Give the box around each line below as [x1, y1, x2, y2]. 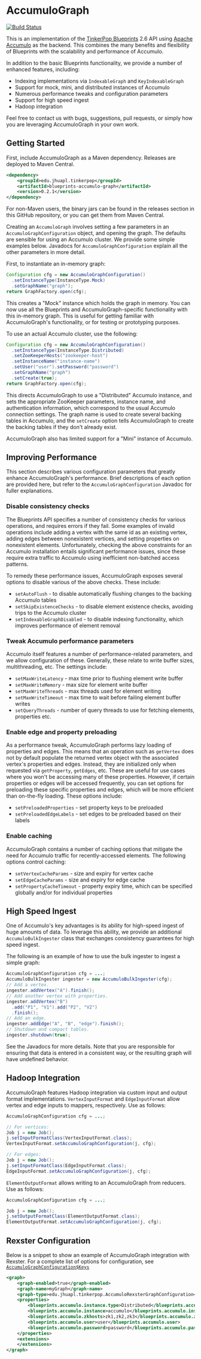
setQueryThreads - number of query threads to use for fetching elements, [14, 706, 195, 714]
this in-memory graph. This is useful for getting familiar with [6, 312, 154, 319]
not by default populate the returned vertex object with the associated [6, 754, 179, 762]
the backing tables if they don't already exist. [6, 423, 118, 430]
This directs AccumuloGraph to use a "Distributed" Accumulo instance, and [6, 391, 193, 398]
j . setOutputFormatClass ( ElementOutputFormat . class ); [6, 1213, 141, 1219]
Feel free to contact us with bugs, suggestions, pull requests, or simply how [6, 114, 193, 122]
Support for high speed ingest [14, 96, 89, 104]
